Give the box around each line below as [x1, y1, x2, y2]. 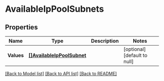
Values [7, 52, 24, 58]
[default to [123, 52, 147, 58]
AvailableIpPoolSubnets [5, 3, 104, 15]
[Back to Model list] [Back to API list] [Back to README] [5, 71, 117, 77]
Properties [5, 23, 38, 31]
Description [91, 38, 119, 44]
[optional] [123, 46, 146, 53]
